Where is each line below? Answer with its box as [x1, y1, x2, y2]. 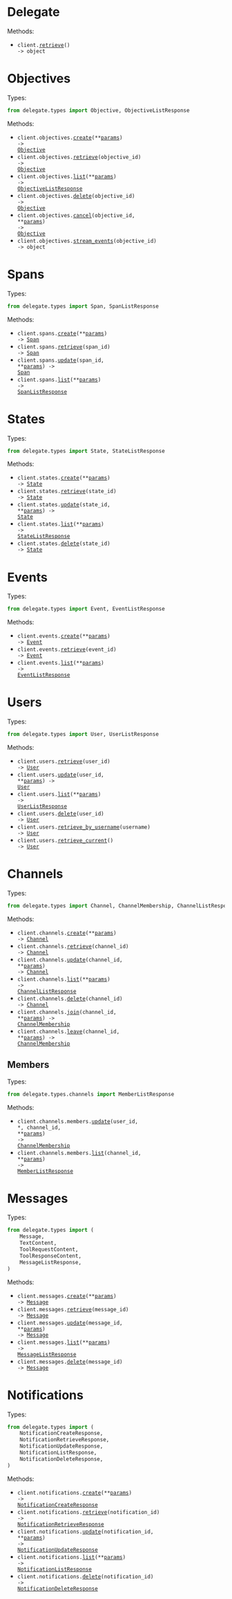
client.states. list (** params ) [17, 521, 105, 528]
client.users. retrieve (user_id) [17, 758, 110, 765]
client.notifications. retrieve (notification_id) [17, 1508, 160, 1515]
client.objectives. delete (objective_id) [17, 192, 135, 199]
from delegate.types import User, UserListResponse [7, 731, 159, 738]
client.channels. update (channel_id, [17, 956, 123, 963]
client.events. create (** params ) [17, 633, 110, 640]
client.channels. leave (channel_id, [17, 1028, 120, 1035]
